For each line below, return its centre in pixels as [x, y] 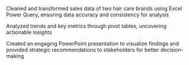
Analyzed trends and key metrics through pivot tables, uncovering [87, 26]
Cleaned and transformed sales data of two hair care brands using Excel [94, 8]
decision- [172, 50]
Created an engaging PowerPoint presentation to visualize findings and [92, 44]
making [15, 56]
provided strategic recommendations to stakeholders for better [83, 50]
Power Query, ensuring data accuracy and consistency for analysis [88, 15]
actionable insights [29, 32]
